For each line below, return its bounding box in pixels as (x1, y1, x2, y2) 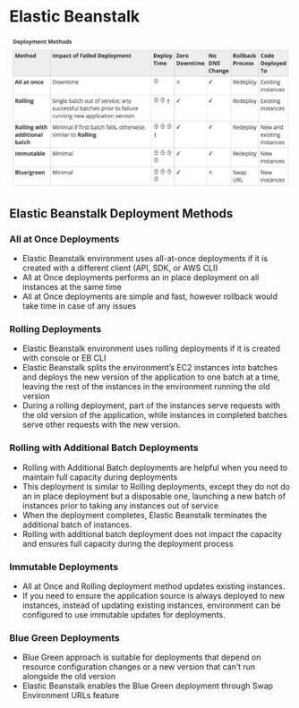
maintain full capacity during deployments (21, 472, 178, 482)
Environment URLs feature (21, 690, 120, 701)
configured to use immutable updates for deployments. (21, 609, 226, 619)
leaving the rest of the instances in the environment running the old (21, 381, 270, 392)
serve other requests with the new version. (21, 419, 181, 431)
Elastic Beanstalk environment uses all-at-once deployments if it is (21, 253, 269, 264)
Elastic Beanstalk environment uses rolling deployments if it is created (21, 343, 280, 354)
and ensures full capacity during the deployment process (21, 538, 235, 549)
